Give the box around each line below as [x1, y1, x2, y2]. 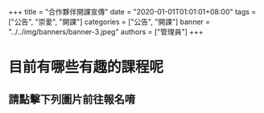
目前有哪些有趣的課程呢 [8, 59, 164, 76]
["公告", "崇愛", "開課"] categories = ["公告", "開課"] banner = [8, 17, 211, 26]
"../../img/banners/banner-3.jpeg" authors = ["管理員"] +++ [8, 27, 204, 36]
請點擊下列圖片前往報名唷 [8, 92, 135, 106]
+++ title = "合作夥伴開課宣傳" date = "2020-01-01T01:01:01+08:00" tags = [8, 7, 257, 16]
